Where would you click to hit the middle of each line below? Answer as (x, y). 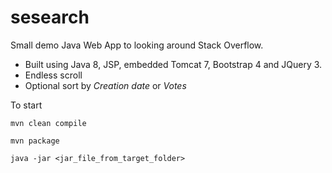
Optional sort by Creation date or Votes (105, 85)
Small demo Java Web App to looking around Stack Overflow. (137, 45)
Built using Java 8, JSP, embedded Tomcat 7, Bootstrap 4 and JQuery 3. (173, 64)
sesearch (50, 17)
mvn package (35, 141)
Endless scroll (53, 75)
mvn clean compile (48, 123)
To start (26, 105)
